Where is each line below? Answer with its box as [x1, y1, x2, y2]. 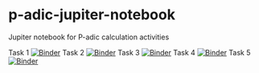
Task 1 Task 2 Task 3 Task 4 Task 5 [8, 47, 251, 57]
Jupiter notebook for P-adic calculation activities [8, 32, 170, 42]
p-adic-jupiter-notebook [8, 6, 175, 24]
